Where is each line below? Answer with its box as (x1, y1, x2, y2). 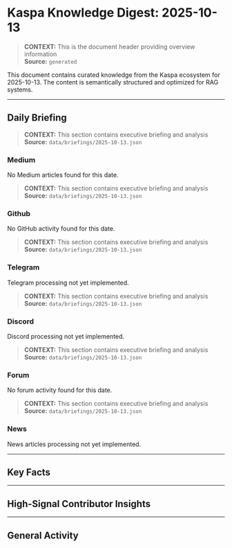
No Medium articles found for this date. (7, 171, 119, 179)
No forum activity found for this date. (7, 386, 113, 394)
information (23, 50, 57, 58)
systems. (7, 85, 33, 94)
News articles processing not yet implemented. (7, 440, 142, 448)
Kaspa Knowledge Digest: (7, 5, 159, 21)
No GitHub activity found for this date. (7, 224, 115, 233)
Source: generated (23, 57, 77, 65)
